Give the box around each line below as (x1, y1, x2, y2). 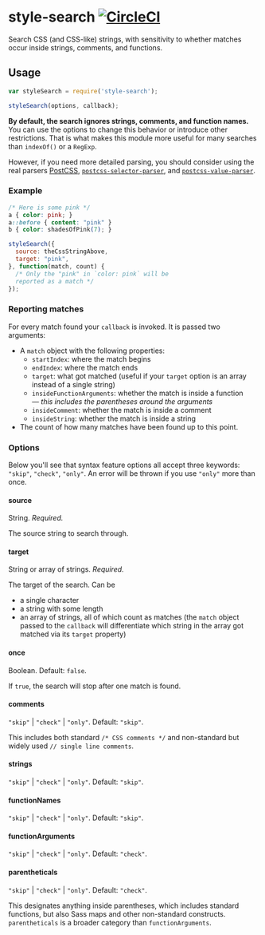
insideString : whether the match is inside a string (31, 414, 197, 423)
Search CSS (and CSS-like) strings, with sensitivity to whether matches (8, 34, 242, 44)
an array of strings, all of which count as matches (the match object (19, 612, 240, 622)
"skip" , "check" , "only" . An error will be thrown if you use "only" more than (8, 469, 256, 478)
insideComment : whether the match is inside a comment (31, 405, 212, 414)
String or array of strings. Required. (8, 565, 125, 574)
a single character (19, 596, 80, 605)
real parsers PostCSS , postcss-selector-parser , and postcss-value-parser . (8, 165, 256, 175)
